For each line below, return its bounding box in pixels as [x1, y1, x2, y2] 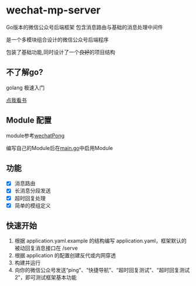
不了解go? [6, 67, 43, 77]
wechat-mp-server [6, 4, 101, 17]
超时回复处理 [14, 195, 46, 202]
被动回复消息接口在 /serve [14, 244, 78, 252]
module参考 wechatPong [6, 132, 65, 139]
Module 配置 [6, 115, 51, 125]
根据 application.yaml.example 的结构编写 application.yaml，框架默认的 [14, 237, 187, 244]
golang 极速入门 [6, 84, 45, 91]
